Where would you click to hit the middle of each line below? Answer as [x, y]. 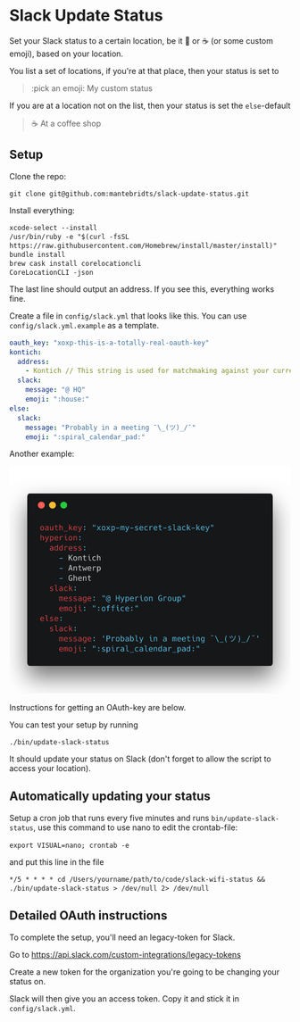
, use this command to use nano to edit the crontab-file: [135, 827]
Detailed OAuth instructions [88, 916]
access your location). [50, 768]
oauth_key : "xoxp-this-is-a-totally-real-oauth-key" [109, 343]
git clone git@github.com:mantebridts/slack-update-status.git [129, 194]
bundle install [37, 254]
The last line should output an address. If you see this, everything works [142, 289]
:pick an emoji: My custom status [92, 88]
